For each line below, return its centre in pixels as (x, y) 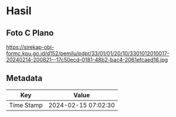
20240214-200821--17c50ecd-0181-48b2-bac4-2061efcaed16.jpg (87, 60)
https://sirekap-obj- (30, 47)
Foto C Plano (30, 33)
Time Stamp (26, 105)
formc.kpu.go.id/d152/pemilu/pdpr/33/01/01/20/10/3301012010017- (88, 53)
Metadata (24, 78)
